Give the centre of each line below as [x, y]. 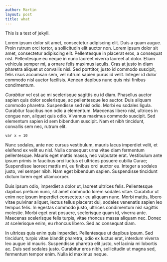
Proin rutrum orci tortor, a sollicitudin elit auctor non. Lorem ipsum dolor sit [82, 48]
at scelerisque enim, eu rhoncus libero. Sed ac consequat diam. [71, 223]
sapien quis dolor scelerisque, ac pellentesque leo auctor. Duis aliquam [78, 100]
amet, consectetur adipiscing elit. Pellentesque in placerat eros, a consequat [84, 53]
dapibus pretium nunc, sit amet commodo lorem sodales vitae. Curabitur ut [82, 192]
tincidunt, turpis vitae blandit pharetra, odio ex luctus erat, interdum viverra [82, 238]
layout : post [19, 14]
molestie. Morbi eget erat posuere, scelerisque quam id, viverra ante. [76, 213]
